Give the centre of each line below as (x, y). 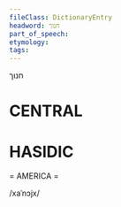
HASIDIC (42, 152)
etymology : (29, 42)
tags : (19, 50)
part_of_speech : (39, 34)
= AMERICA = (34, 176)
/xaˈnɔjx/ (24, 193)
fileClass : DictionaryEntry (61, 17)
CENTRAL (46, 111)
